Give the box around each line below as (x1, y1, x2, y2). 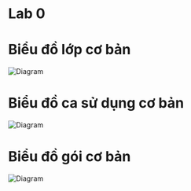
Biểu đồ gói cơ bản (8, 148, 131, 166)
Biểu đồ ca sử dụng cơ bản (8, 94, 185, 112)
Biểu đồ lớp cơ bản (8, 41, 131, 59)
